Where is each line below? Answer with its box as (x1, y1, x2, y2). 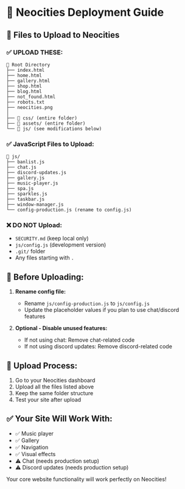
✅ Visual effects (15, 450, 56, 457)
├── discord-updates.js (6, 170, 67, 176)
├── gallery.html (6, 77, 51, 84)
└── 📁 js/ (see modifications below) (6, 125, 102, 132)
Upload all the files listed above (15, 383, 94, 390)
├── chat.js (6, 164, 37, 171)
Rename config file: (15, 288, 66, 295)
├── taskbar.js (6, 196, 45, 203)
